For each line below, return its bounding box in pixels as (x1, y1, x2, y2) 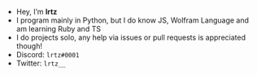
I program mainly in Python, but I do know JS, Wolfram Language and (15, 15, 250, 25)
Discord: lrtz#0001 (15, 50, 80, 59)
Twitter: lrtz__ (15, 58, 67, 68)
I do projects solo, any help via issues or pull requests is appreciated (15, 32, 246, 42)
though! (15, 41, 43, 51)
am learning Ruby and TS (15, 24, 102, 33)
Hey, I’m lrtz (15, 7, 58, 16)
